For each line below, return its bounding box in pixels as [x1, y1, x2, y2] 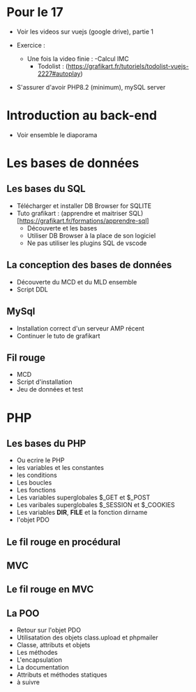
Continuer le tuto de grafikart [16, 331, 100, 340]
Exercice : [16, 41, 46, 49]
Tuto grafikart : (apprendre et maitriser [16, 209, 128, 217]
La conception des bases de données [6, 259, 172, 271]
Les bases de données [6, 155, 140, 172]
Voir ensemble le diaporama [16, 130, 98, 139]
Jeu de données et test [16, 385, 84, 394]
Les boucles [16, 478, 52, 487]
